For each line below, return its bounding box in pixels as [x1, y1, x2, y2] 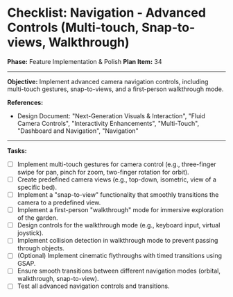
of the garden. [17, 214, 58, 222]
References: [7, 98, 44, 106]
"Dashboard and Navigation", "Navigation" [17, 127, 139, 135]
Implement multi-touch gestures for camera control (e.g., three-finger [17, 160, 216, 168]
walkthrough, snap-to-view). [17, 275, 99, 283]
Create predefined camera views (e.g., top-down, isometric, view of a [17, 175, 217, 184]
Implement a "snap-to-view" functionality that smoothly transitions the [17, 191, 219, 199]
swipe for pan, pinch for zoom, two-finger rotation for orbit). [17, 168, 189, 176]
